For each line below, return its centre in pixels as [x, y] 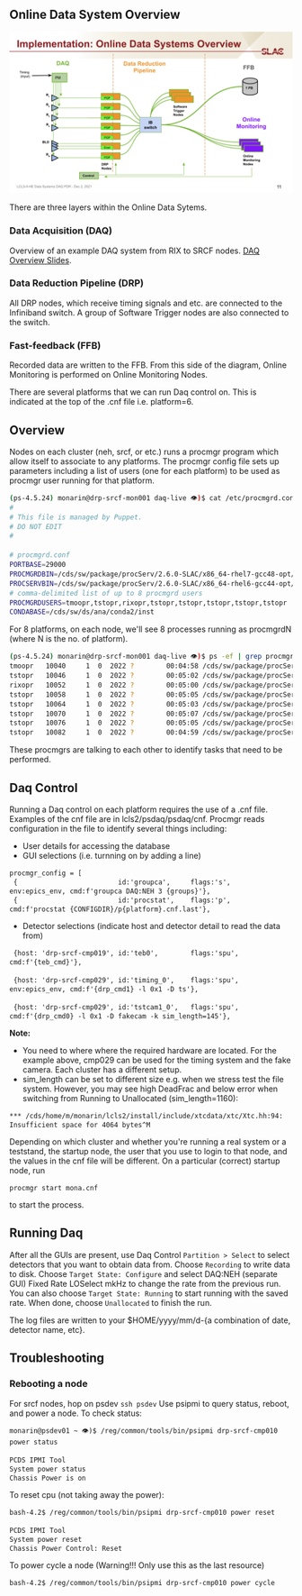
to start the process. [47, 1205]
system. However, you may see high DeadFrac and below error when [150, 1089]
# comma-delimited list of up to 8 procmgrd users [106, 593]
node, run [27, 1171]
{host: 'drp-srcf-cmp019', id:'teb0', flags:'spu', [126, 953]
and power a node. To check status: [75, 1413]
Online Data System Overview [95, 15]
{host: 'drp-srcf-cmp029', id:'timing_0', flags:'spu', [126, 980]
